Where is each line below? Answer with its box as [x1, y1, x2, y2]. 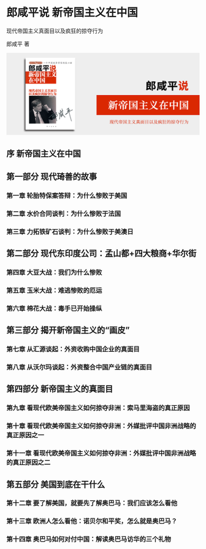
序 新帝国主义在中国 [6, 149, 81, 159]
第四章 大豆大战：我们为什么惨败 [6, 268, 102, 276]
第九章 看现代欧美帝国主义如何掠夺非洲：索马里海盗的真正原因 [6, 403, 190, 412]
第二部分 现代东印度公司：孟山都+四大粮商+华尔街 [6, 248, 197, 259]
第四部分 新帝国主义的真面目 [6, 384, 113, 394]
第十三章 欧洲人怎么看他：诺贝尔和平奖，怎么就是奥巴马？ [6, 517, 178, 526]
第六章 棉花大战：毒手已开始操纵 [6, 304, 102, 313]
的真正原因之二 [6, 458, 51, 467]
